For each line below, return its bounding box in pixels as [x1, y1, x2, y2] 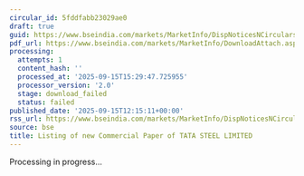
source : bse [9, 123, 54, 132]
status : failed [17, 97, 75, 107]
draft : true [9, 22, 54, 31]
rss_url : [9, 114, 43, 123]
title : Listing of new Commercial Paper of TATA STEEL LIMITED [9, 132, 253, 141]
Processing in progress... [9, 156, 102, 167]
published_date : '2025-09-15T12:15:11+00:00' [9, 106, 184, 115]
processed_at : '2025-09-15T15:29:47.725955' [17, 73, 188, 82]
